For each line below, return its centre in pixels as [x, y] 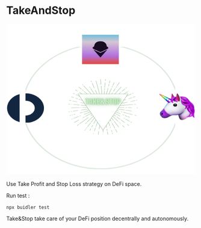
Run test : [18, 196]
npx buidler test [28, 207]
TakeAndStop [41, 11]
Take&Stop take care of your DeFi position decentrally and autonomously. [97, 218]
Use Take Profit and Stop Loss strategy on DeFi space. [74, 183]
